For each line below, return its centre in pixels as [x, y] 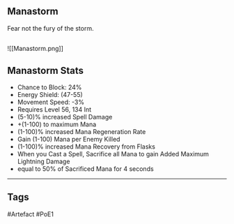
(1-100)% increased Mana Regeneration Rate [81, 132]
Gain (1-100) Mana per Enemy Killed [69, 140]
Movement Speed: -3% [51, 102]
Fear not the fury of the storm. [50, 28]
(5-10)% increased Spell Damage [65, 117]
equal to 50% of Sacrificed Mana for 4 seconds [86, 169]
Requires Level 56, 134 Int [54, 110]
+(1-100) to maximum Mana [57, 124]
